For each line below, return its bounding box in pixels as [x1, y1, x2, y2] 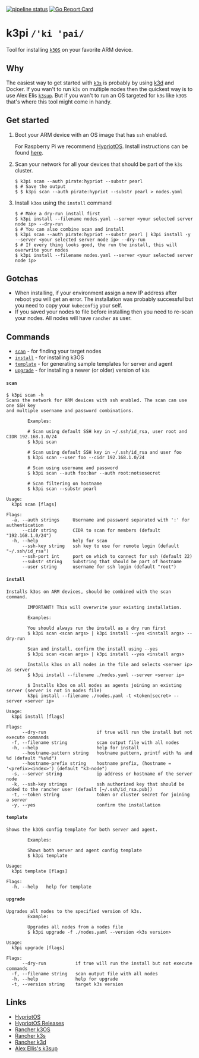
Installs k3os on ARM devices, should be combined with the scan [6, 589, 171, 595]
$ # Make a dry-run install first [14, 211, 100, 216]
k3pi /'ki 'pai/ [6, 27, 84, 40]
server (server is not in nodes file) [6, 687, 102, 693]
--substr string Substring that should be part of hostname [21, 559, 182, 565]
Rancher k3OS [14, 1026, 50, 1033]
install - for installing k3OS [14, 354, 84, 361]
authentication [6, 522, 44, 529]
